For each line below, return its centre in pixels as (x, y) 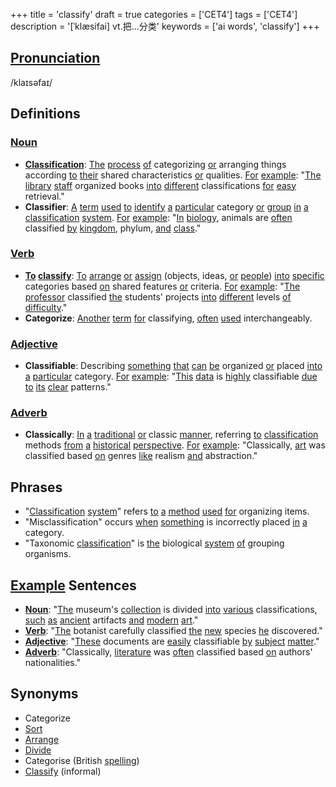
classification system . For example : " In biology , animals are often (158, 217)
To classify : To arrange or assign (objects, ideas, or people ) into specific (174, 275)
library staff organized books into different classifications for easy (160, 185)
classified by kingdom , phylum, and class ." (113, 228)
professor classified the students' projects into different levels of (158, 296)
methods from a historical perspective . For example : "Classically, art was (175, 445)
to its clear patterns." (68, 387)
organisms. (48, 554)
